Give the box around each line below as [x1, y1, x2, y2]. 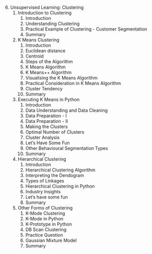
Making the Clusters [25, 123, 68, 130]
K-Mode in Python [25, 216, 64, 221]
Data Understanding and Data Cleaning [25, 107, 108, 113]
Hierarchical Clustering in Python [25, 183, 95, 189]
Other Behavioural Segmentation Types [25, 145, 108, 151]
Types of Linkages [25, 178, 65, 184]
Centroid [25, 53, 44, 59]
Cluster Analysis [25, 135, 60, 140]
